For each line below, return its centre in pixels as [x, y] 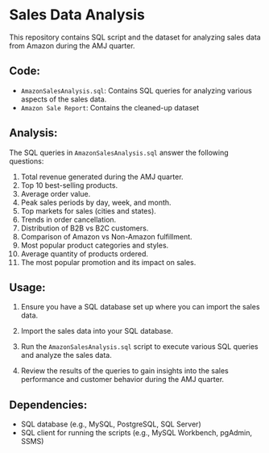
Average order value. [56, 193]
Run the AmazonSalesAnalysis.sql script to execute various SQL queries [139, 347]
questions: [27, 161]
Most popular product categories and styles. [95, 245]
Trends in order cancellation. [68, 219]
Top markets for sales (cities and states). [88, 210]
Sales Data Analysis [77, 15]
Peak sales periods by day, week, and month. [96, 202]
